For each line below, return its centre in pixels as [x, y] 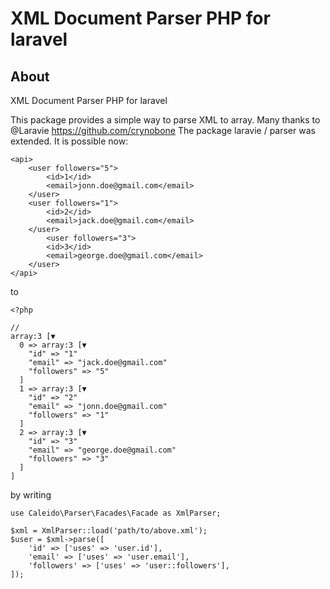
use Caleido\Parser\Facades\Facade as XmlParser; [116, 513]
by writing [31, 495]
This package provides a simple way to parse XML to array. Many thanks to [165, 120]
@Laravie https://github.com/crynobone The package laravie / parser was [163, 130]
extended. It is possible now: [69, 141]
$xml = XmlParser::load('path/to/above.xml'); [109, 531]
